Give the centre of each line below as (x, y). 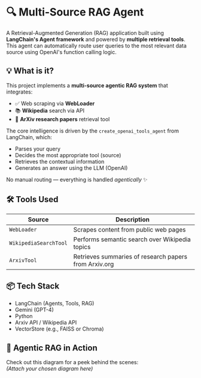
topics (82, 247)
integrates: (19, 92)
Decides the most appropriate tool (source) (68, 155)
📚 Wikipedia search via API (50, 110)
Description (133, 219)
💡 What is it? (30, 71)
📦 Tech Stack (33, 286)
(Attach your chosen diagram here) (50, 369)
